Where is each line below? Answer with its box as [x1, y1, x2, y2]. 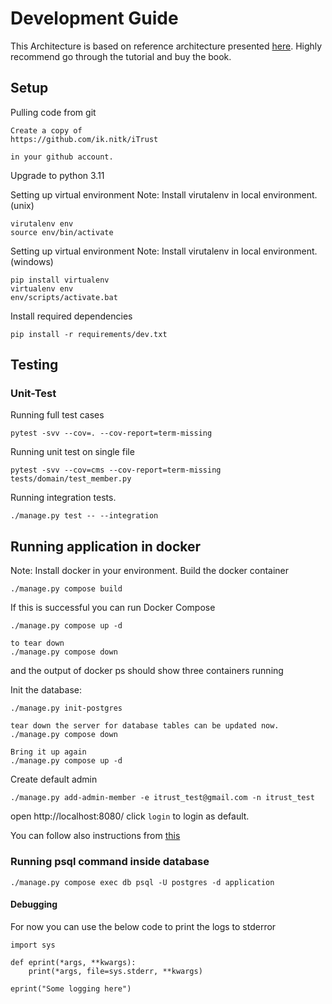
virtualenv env [10, 283, 74, 294]
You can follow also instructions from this [10, 830, 181, 842]
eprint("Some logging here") [10, 983, 132, 994]
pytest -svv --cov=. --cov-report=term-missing [10, 428, 213, 439]
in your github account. [10, 152, 114, 162]
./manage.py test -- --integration [10, 511, 159, 521]
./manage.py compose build [10, 584, 123, 594]
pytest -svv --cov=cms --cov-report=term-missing [10, 465, 222, 476]
